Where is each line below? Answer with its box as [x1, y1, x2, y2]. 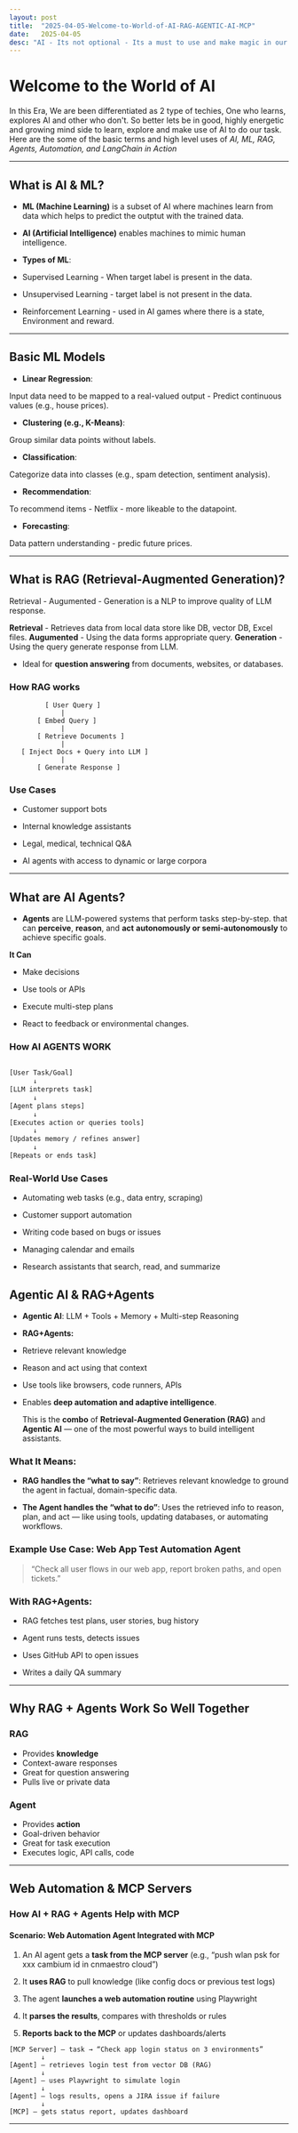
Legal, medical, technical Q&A [21, 838, 132, 849]
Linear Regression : [21, 373, 93, 383]
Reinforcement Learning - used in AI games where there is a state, [21, 306, 265, 317]
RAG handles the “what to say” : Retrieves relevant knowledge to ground [21, 1476, 289, 1486]
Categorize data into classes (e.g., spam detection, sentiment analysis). [9, 469, 271, 479]
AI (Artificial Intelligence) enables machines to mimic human [21, 228, 247, 238]
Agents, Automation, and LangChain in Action [9, 143, 177, 154]
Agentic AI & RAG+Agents [9, 1287, 155, 1302]
